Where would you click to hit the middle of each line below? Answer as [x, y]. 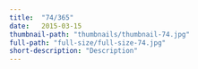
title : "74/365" [42, 17]
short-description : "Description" [74, 51]
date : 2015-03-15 [46, 26]
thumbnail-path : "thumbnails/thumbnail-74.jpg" [100, 34]
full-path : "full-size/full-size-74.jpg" [88, 43]
